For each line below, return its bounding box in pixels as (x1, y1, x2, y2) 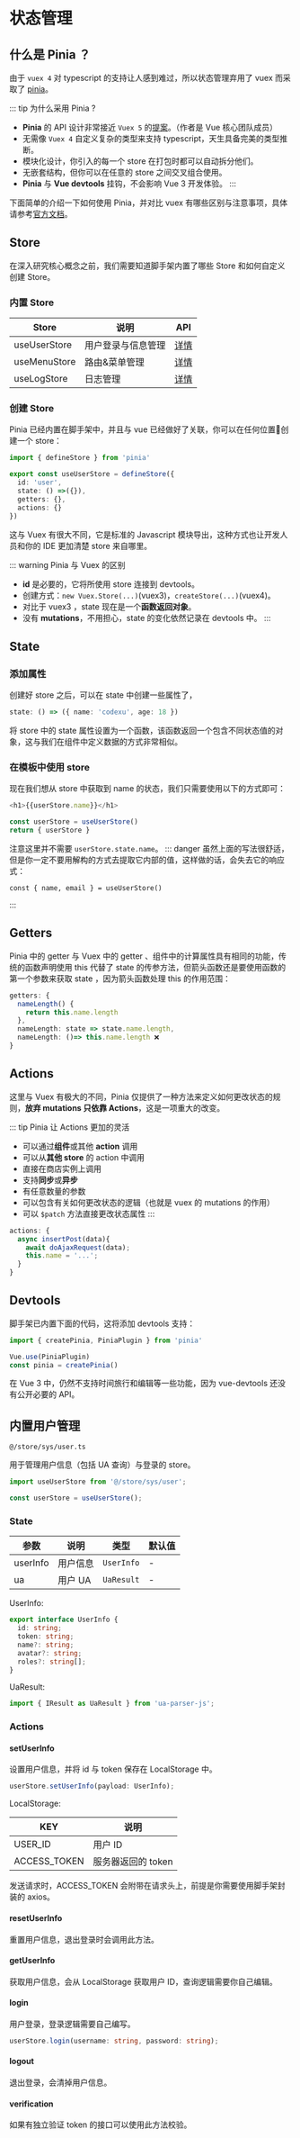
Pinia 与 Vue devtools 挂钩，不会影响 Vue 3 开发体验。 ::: (22, 178, 236, 189)
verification (9, 2098, 54, 2109)
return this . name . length (25, 1007, 119, 1017)
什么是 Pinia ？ (9, 47, 92, 62)
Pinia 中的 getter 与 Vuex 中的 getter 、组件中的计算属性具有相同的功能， (9, 951, 279, 961)
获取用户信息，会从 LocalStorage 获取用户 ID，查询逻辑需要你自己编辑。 (9, 1976, 278, 1987)
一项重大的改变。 (161, 1102, 225, 1113)
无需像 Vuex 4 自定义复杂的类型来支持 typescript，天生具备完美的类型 (22, 133, 280, 144)
